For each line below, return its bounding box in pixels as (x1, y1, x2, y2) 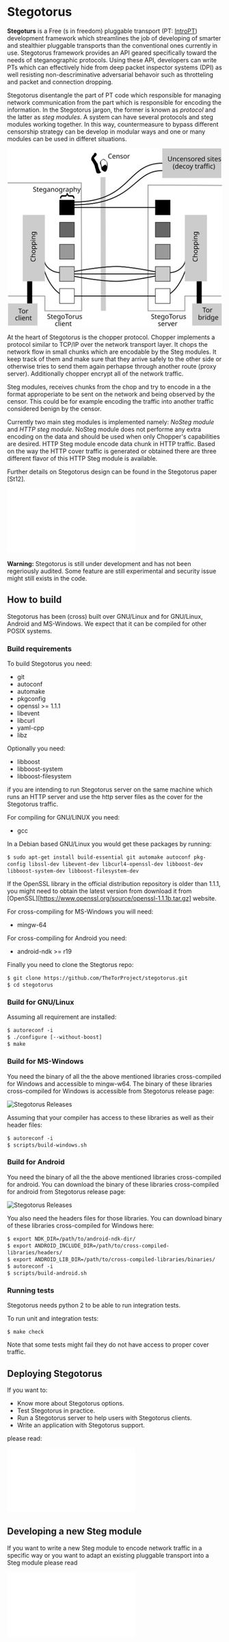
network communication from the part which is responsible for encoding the (7, 98, 222, 106)
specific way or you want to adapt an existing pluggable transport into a (7, 1551, 210, 1559)
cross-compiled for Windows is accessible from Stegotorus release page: (7, 1087, 215, 1095)
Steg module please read (7, 1558, 78, 1567)
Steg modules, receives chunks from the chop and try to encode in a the (7, 382, 211, 391)
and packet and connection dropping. (7, 77, 113, 86)
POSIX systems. (7, 626, 53, 635)
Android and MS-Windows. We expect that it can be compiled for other (7, 620, 207, 628)
